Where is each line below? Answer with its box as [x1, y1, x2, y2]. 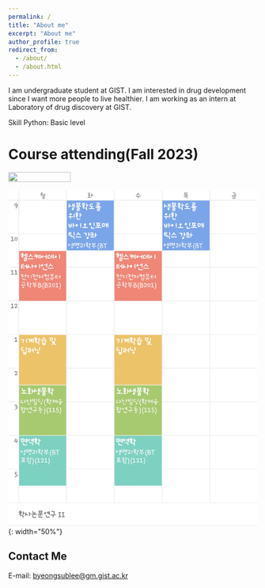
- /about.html [15, 63, 62, 71]
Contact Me [8, 550, 67, 563]
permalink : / [8, 13, 51, 21]
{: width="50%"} [8, 526, 63, 536]
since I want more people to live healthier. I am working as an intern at [8, 93, 237, 103]
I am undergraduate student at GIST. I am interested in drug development [8, 85, 247, 95]
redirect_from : [8, 46, 59, 55]
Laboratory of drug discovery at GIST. [8, 102, 132, 112]
